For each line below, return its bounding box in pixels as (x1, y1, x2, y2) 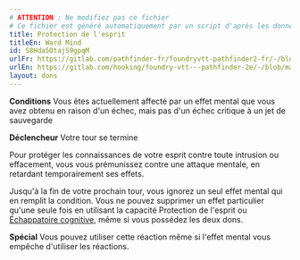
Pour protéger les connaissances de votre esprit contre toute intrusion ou (9, 149, 279, 160)
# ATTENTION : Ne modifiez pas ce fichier (9, 13, 170, 22)
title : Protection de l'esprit (9, 29, 126, 38)
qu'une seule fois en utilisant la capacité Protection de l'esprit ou (9, 205, 247, 215)
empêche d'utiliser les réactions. (9, 240, 129, 251)
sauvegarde (9, 114, 54, 125)
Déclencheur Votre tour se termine (9, 131, 138, 143)
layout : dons (9, 71, 58, 80)
